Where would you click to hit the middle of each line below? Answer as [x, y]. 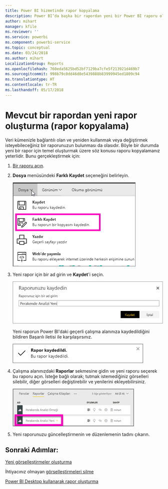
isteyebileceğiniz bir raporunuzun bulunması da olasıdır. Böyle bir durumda [82, 145]
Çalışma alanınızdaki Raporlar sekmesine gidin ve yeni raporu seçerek [85, 371]
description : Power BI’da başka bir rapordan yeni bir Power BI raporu [81, 16]
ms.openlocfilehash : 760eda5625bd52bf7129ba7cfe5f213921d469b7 [72, 69]
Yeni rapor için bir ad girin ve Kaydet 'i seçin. [58, 274]
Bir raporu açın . [28, 166]
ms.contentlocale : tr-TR [31, 85]
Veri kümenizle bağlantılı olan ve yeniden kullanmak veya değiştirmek [76, 140]
